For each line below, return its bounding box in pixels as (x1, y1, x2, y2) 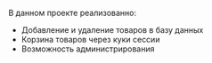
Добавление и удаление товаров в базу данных (20, 25, 204, 35)
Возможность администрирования (20, 43, 155, 54)
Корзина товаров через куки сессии (20, 35, 160, 44)
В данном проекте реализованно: (8, 8, 137, 18)
